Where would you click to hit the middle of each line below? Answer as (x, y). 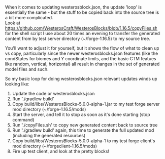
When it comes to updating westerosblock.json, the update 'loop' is (73, 7)
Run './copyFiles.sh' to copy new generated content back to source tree (85, 125)
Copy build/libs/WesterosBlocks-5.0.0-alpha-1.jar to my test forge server (86, 104)
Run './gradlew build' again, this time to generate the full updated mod (83, 130)
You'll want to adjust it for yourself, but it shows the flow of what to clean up (82, 48)
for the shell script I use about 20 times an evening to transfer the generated (82, 33)
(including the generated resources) (49, 136)
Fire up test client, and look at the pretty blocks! (61, 151)
